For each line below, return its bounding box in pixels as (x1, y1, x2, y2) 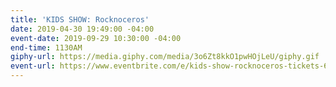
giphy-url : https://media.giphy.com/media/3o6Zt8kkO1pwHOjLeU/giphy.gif (10, 52, 320, 62)
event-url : (10, 61, 56, 71)
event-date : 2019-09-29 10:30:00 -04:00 (10, 33, 182, 43)
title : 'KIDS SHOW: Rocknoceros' (10, 14, 150, 25)
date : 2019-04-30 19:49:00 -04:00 (10, 24, 155, 34)
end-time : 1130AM (10, 42, 83, 53)
